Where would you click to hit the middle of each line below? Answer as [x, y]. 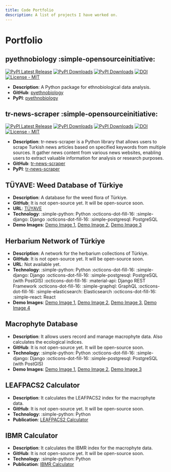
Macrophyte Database [42, 324]
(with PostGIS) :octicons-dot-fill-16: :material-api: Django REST [79, 280]
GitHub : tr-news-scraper [39, 164]
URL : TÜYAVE [27, 209]
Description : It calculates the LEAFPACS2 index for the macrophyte [84, 398]
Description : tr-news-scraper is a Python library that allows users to [85, 142]
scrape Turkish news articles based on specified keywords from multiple [89, 147]
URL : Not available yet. [37, 264]
